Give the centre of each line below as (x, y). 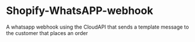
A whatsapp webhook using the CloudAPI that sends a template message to (97, 27)
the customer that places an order (47, 33)
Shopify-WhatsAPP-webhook (80, 11)
